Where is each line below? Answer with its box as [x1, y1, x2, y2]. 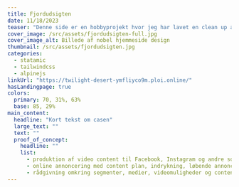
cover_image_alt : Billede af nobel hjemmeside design [7, 37, 171, 44]
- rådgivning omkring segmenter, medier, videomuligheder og [26, 169, 212, 176]
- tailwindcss [14, 63, 55, 70]
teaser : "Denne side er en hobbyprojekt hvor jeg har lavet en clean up [7, 23, 228, 31]
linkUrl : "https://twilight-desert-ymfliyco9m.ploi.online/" [7, 76, 193, 84]
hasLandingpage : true [7, 83, 72, 90]
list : [20, 149, 37, 156]
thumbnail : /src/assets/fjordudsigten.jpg [7, 43, 135, 50]
